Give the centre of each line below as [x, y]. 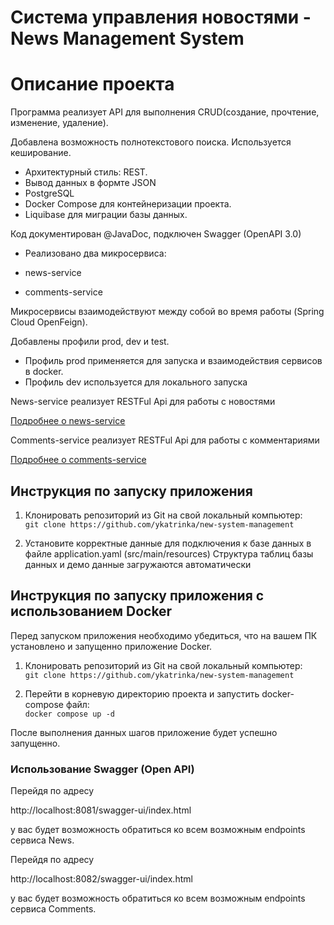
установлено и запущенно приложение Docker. [111, 646]
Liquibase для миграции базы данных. [106, 215]
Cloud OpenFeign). [49, 322]
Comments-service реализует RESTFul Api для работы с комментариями [165, 440]
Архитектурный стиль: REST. [86, 172]
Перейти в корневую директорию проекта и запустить [142, 693]
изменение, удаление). [59, 123]
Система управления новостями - [161, 17]
